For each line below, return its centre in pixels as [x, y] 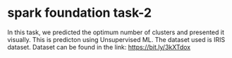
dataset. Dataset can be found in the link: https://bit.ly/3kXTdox [99, 47]
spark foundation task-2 [80, 13]
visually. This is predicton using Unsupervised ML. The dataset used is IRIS [116, 39]
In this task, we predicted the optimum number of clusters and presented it [116, 32]
